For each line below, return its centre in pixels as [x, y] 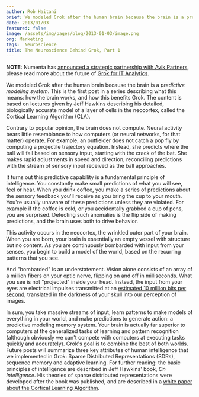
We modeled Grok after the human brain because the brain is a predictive [96, 85]
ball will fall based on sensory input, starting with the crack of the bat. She [97, 153]
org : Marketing [25, 39]
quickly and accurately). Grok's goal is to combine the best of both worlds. [97, 344]
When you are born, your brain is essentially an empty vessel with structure [98, 239]
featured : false [26, 28]
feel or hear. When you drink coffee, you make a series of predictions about [98, 190]
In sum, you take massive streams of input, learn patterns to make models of [99, 312]
